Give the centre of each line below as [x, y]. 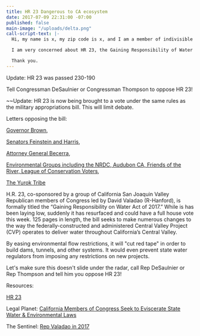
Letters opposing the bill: [37, 118]
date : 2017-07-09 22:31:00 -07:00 [49, 17]
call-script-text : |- [33, 34]
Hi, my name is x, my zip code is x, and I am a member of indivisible [102, 39]
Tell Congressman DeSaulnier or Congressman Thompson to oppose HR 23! [100, 89]
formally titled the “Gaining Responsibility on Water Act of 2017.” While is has [100, 206]
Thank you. [25, 61]
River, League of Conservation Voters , [53, 171]
